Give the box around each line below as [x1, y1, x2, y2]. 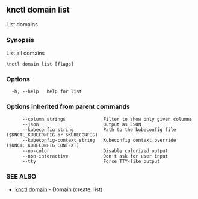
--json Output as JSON [22, 121, 141, 127]
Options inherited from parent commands [6, 102, 131, 111]
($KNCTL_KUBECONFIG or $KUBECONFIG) [6, 132, 98, 138]
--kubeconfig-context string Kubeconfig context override [22, 137, 176, 143]
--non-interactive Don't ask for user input [22, 153, 169, 159]
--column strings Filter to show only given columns [22, 116, 193, 122]
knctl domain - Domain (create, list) [14, 186, 103, 193]
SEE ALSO [6, 172, 37, 180]
